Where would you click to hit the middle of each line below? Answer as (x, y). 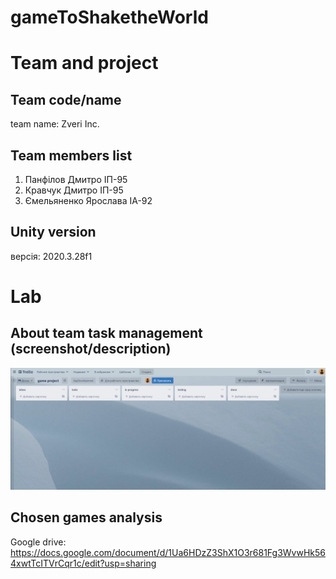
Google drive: (38, 542)
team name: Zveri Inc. (55, 124)
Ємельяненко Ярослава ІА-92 (88, 200)
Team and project (84, 63)
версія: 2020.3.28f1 (51, 256)
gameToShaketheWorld (109, 17)
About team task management (106, 333)
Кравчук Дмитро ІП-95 (74, 190)
